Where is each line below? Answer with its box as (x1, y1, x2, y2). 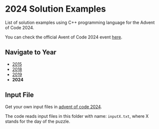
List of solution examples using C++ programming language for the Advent (5, 19, 155, 25)
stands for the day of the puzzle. (5, 118, 71, 124)
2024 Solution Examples (5, 3, 106, 15)
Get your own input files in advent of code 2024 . (5, 104, 102, 110)
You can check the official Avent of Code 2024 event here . (5, 34, 123, 40)
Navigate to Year (5, 48, 57, 56)
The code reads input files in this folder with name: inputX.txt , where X (5, 113, 149, 119)
